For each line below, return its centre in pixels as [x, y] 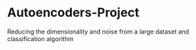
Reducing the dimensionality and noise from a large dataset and [98, 32]
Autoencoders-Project [73, 13]
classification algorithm [41, 38]
